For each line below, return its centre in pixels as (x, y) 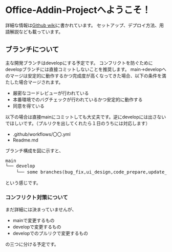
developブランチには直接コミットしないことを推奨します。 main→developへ (86, 69)
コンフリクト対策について (37, 197)
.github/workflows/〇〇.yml (41, 134)
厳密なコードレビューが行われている (51, 93)
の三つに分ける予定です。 (32, 244)
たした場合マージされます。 (34, 82)
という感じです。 (23, 183)
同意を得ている (28, 106)
